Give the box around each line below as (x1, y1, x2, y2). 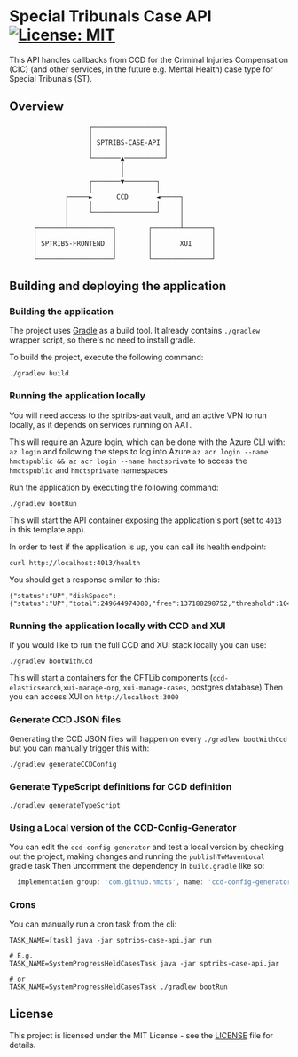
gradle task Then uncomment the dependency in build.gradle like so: (9, 860, 265, 871)
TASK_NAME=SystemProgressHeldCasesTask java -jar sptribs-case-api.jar (9, 959, 279, 968)
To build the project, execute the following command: (9, 352, 204, 363)
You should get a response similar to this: (9, 574, 161, 585)
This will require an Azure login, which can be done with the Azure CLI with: (9, 437, 286, 447)
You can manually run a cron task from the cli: (9, 919, 177, 929)
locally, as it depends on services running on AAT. (9, 419, 192, 430)
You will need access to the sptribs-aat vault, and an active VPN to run (9, 410, 268, 421)
